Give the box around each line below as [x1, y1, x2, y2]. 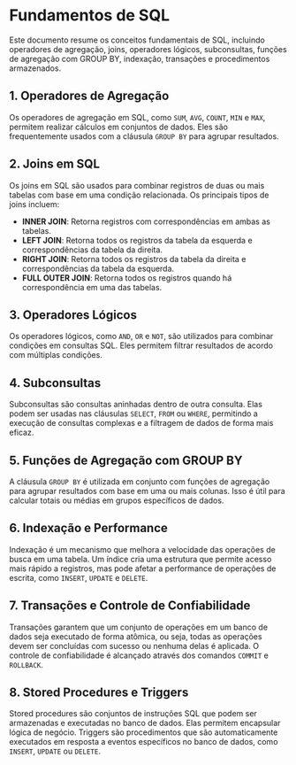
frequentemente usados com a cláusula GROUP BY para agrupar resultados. [9, 130, 280, 142]
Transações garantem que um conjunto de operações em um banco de [9, 622, 268, 632]
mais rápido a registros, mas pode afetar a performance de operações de [9, 563, 277, 574]
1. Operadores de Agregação [9, 89, 170, 104]
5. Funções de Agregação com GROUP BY [9, 452, 243, 467]
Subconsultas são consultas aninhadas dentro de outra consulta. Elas [9, 399, 263, 410]
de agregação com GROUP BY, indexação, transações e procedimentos [9, 53, 270, 64]
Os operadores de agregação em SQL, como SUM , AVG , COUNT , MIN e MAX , [9, 112, 266, 122]
